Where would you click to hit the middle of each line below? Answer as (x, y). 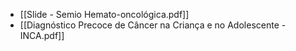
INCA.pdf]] (42, 35)
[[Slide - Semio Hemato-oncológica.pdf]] (104, 14)
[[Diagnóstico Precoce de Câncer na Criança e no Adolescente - (153, 25)
